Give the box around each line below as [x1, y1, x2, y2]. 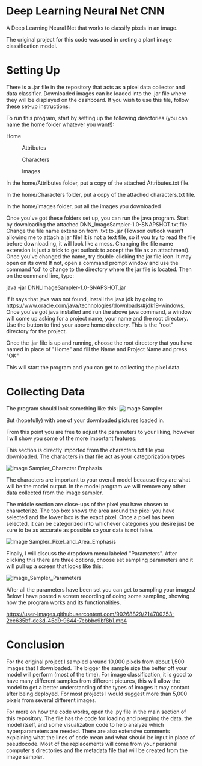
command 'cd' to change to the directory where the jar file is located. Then [6, 266, 192, 273]
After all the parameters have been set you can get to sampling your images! [6, 586, 196, 593]
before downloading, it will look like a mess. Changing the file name [6, 240, 173, 247]
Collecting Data [6, 385, 85, 399]
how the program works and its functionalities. [6, 599, 121, 606]
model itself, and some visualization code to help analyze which [6, 721, 164, 728]
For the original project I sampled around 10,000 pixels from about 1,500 [6, 658, 185, 665]
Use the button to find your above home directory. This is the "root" [6, 321, 174, 328]
